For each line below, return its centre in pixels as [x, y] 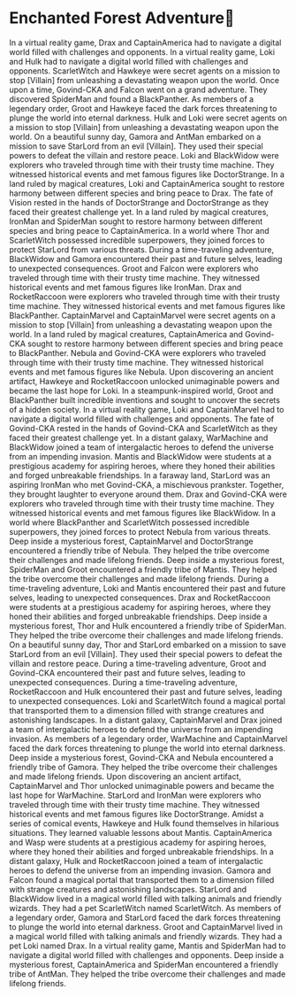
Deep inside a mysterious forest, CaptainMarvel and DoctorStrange [131, 541]
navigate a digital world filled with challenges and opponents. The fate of [142, 419]
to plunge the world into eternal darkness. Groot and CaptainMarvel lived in [146, 927]
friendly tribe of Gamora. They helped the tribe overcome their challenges [144, 767]
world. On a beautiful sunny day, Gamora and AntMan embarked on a [135, 136]
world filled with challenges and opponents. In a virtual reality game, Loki [142, 51]
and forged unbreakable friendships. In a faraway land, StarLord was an [140, 475]
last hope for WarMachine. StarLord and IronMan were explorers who [135, 795]
